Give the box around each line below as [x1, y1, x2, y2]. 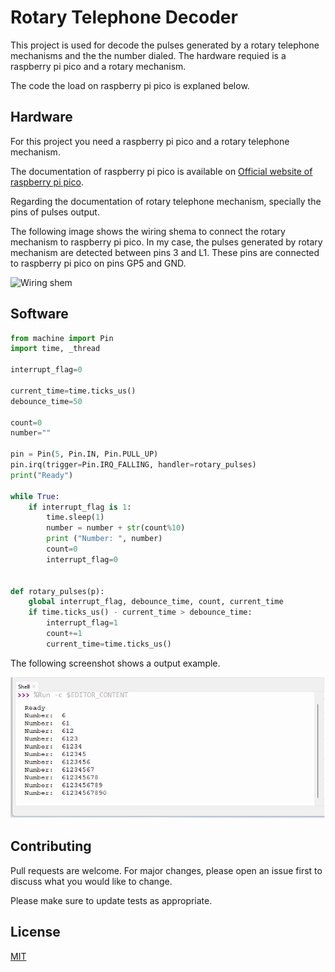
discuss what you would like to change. [10, 875, 173, 887]
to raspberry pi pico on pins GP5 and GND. [10, 257, 187, 269]
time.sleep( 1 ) [46, 512, 105, 523]
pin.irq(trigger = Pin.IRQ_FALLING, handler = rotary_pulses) [10, 460, 257, 470]
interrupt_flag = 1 [46, 618, 118, 628]
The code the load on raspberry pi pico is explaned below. [10, 79, 250, 91]
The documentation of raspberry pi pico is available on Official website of [10, 165, 313, 177]
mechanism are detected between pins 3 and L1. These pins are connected [10, 246, 320, 258]
